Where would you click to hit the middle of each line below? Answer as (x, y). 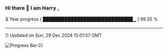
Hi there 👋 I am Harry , (32, 8)
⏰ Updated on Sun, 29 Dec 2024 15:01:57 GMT (53, 35)
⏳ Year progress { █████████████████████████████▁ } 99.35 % (81, 19)
